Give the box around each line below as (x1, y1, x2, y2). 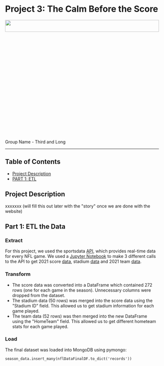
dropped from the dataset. (12, 292, 65, 298)
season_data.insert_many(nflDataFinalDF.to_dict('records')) (5, 356, 132, 361)
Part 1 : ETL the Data (5, 222, 66, 230)
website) (5, 208, 23, 214)
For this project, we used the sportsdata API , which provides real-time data (5, 248, 156, 254)
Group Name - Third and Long (5, 138, 66, 145)
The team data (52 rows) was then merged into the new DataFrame (12, 313, 147, 319)
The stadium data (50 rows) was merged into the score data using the (12, 297, 153, 303)
